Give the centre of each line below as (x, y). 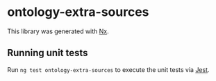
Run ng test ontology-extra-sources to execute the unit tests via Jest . (108, 69)
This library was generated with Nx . (58, 31)
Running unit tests (48, 53)
